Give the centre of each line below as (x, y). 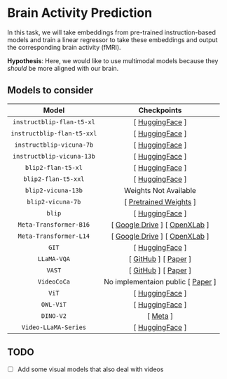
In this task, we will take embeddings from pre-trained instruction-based (111, 32)
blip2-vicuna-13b (54, 190)
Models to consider (50, 90)
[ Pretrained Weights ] (160, 201)
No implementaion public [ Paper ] (160, 281)
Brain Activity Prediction (80, 13)
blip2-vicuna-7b (54, 202)
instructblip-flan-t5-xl (54, 122)
